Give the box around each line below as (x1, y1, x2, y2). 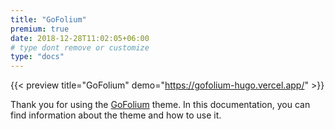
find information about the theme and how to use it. (10, 109, 222, 121)
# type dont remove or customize (10, 42, 150, 53)
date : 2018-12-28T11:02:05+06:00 (10, 33, 150, 43)
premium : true (10, 24, 70, 34)
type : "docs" (10, 52, 65, 62)
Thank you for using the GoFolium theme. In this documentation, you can (10, 99, 311, 111)
